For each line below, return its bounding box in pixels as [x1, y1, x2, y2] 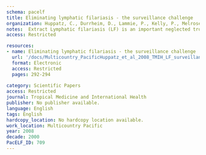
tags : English [6, 111, 43, 117]
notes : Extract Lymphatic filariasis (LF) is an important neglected [6, 26, 191, 32]
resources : [6, 43, 34, 49]
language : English [6, 105, 53, 112]
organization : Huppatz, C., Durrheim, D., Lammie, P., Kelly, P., [6, 20, 180, 26]
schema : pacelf [6, 9, 45, 15]
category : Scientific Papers [6, 83, 81, 89]
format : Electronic [12, 59, 62, 66]
